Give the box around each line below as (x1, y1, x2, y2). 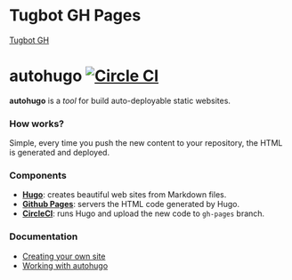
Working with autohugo (21, 260, 109, 271)
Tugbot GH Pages (9, 5, 142, 26)
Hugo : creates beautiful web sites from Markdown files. (21, 189, 227, 200)
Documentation (9, 230, 78, 243)
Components (9, 170, 67, 182)
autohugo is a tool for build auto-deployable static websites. (9, 95, 231, 106)
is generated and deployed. (9, 148, 109, 158)
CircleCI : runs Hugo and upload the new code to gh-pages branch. (21, 208, 265, 219)
